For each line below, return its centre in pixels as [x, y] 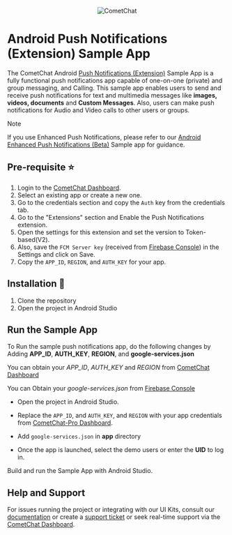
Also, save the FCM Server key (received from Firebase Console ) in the [118, 247]
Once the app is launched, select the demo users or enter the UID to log [121, 450]
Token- [196, 232]
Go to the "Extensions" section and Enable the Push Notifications [110, 217]
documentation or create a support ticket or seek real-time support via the [114, 517]
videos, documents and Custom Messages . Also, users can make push [111, 103]
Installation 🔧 [36, 284]
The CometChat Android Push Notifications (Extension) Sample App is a [110, 73]
